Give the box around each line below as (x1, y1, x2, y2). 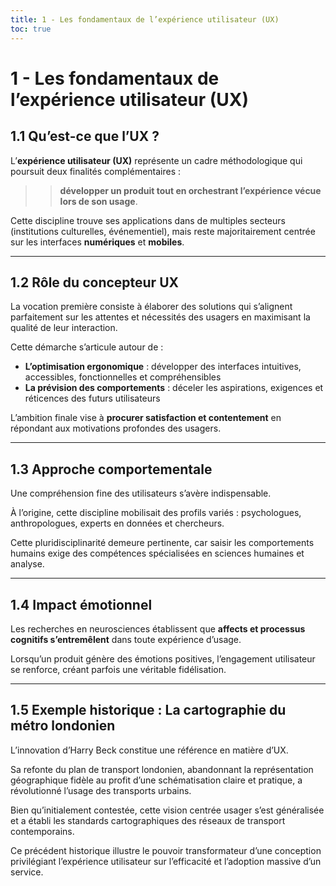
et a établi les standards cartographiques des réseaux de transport (10, 814, 286, 826)
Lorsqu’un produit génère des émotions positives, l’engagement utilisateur (10, 652, 316, 665)
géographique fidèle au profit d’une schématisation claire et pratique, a (10, 774, 303, 786)
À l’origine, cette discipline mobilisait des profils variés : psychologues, (10, 507, 302, 519)
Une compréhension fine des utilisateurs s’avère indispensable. (10, 487, 272, 500)
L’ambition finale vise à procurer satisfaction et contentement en (10, 412, 282, 424)
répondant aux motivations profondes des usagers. (10, 422, 222, 435)
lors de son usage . (59, 195, 138, 207)
